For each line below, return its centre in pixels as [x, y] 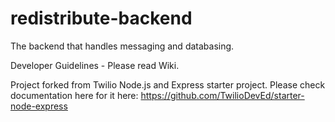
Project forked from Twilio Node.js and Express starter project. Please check [168, 84]
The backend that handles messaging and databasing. [122, 46]
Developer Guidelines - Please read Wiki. [95, 65]
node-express [39, 106]
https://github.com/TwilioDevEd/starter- [222, 95]
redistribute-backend [101, 18]
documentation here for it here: [74, 95]
